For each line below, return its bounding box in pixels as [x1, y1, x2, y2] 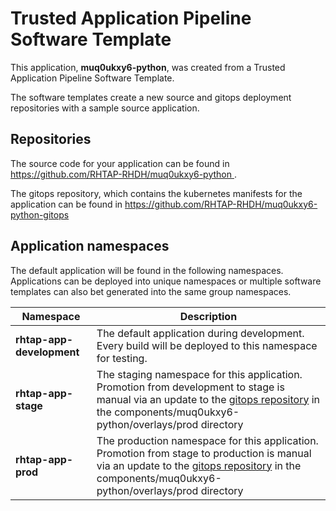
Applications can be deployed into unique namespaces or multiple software [10, 275, 322, 287]
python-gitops [10, 208, 70, 221]
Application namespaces [10, 238, 170, 255]
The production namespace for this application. [96, 433, 319, 447]
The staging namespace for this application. [96, 367, 303, 381]
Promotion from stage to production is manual [96, 446, 312, 460]
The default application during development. [96, 326, 305, 340]
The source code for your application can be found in [10, 157, 230, 169]
